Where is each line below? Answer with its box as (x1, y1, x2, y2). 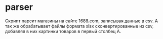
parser (5, 1, 33, 13)
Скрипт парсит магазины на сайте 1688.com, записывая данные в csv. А (5, 18, 158, 24)
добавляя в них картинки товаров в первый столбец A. (5, 28, 122, 34)
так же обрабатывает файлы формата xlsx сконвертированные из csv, (5, 23, 154, 29)
